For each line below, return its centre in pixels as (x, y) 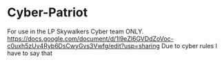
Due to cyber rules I (190, 46)
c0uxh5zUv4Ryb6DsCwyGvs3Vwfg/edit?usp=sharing (84, 46)
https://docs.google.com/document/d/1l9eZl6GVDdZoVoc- (90, 38)
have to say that (30, 53)
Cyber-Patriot (48, 13)
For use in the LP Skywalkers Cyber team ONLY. (75, 31)
